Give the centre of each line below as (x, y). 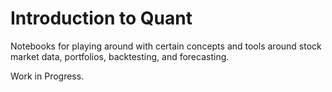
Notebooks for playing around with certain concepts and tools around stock (166, 46)
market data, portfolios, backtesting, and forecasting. (120, 56)
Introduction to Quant (101, 18)
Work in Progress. (47, 76)
